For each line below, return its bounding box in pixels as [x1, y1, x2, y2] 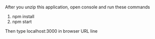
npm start [12, 19, 32, 24]
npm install [12, 14, 35, 19]
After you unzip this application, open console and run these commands [5, 4, 150, 10]
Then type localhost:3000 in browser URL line [5, 28, 98, 34]
